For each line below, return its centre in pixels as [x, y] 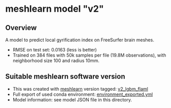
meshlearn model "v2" [55, 9]
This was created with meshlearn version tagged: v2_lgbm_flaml [80, 89]
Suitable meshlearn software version [65, 77]
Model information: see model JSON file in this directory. [72, 99]
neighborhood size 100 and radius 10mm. [56, 61]
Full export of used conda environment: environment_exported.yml [83, 94]
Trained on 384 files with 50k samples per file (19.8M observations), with [89, 55]
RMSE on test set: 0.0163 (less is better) [55, 50]
